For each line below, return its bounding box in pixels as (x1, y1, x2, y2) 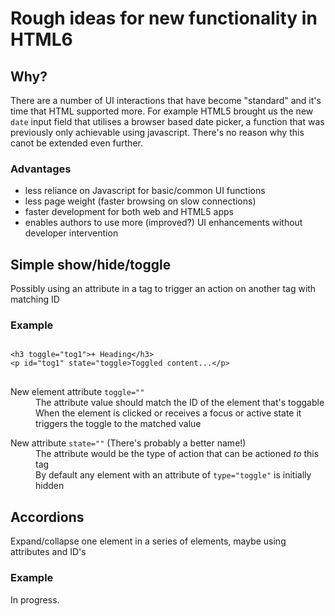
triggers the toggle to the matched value (35, 418, 202, 430)
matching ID (10, 293, 60, 306)
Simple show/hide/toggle (10, 256, 172, 273)
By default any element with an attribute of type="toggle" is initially (35, 469, 312, 481)
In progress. (10, 593, 60, 606)
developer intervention (24, 227, 119, 239)
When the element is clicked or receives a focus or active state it (35, 407, 302, 419)
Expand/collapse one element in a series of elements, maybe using (10, 535, 287, 547)
